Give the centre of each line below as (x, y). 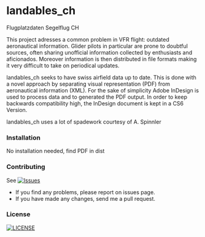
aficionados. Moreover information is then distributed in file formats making (102, 59)
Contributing (26, 167)
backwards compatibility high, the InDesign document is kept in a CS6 (95, 103)
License (18, 214)
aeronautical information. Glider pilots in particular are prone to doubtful (97, 46)
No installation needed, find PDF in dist (56, 151)
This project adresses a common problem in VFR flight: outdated (88, 39)
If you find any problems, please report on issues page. (85, 192)
